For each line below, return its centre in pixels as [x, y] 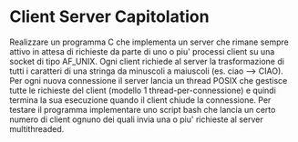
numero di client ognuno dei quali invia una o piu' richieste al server [136, 119]
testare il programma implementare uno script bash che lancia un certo [143, 109]
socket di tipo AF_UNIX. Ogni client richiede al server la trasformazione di [147, 61]
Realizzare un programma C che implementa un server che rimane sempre [149, 42]
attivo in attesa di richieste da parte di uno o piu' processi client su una [142, 51]
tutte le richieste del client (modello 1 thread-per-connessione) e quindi [143, 90]
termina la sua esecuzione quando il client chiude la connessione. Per [140, 100]
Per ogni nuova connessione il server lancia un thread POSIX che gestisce [149, 80]
